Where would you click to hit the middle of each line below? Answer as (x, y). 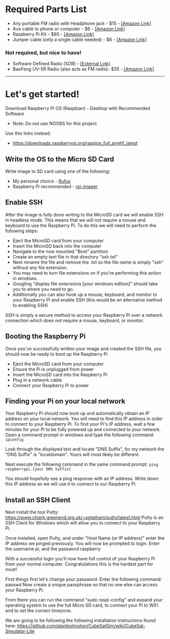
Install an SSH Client (38, 500)
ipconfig (14, 440)
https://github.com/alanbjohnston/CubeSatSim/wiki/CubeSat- (81, 626)
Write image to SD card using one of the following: (58, 171)
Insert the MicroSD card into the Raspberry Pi (60, 374)
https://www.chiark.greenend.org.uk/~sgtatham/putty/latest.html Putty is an (84, 517)
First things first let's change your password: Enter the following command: (83, 579)
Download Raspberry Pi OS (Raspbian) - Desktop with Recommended (78, 108)
